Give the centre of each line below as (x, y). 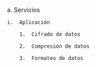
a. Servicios (23, 10)
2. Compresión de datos (54, 46)
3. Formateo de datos (51, 58)
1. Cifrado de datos (50, 34)
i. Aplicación (29, 23)
